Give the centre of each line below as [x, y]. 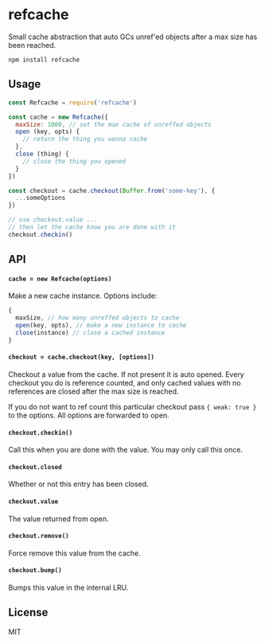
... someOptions [41, 198]
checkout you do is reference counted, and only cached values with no [125, 382]
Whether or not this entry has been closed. [78, 484]
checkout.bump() [35, 570]
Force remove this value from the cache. [74, 553]
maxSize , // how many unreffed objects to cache [97, 318]
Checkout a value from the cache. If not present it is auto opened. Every [126, 374]
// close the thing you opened [74, 161]
